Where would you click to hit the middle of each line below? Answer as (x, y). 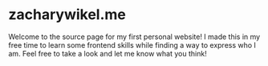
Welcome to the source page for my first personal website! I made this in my (134, 37)
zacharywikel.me (67, 15)
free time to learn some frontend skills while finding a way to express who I (132, 45)
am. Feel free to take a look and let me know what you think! (108, 53)
